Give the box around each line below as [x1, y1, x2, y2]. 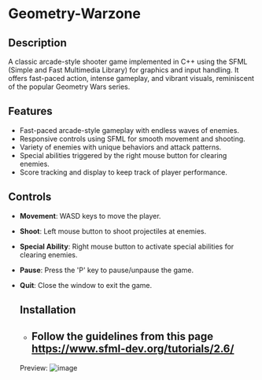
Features [8, 105, 53, 118]
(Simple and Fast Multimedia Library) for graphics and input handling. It [8, 65, 239, 75]
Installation [19, 304, 76, 317]
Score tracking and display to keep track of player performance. [19, 167, 228, 177]
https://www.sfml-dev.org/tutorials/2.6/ [31, 342, 234, 356]
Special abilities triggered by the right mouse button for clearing [19, 150, 227, 160]
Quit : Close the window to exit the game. [19, 280, 153, 290]
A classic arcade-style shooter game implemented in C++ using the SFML [8, 57, 248, 66]
